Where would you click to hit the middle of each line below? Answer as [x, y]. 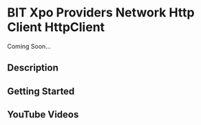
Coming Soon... [29, 46]
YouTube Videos [43, 115]
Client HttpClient [56, 27]
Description [33, 68]
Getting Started [41, 91]
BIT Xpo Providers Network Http [101, 13]
